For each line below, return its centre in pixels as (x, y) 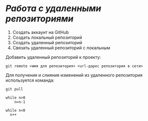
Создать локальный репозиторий (47, 37)
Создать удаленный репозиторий (47, 42)
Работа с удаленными (53, 9)
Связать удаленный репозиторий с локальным (61, 48)
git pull (14, 89)
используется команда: (30, 80)
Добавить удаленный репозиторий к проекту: (53, 57)
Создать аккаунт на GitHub (41, 32)
